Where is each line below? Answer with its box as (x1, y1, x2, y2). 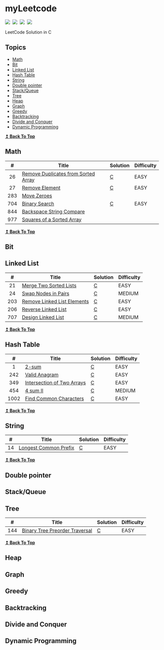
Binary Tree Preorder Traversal (21, 527, 93, 534)
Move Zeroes (21, 192, 52, 199)
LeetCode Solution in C (5, 29, 52, 35)
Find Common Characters (25, 395, 84, 402)
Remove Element (21, 184, 61, 191)
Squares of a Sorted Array (21, 216, 82, 223)
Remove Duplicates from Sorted (21, 170, 95, 177)
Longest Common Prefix (19, 444, 75, 451)
